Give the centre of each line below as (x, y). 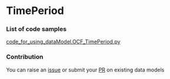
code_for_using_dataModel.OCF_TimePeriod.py (63, 42)
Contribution (25, 57)
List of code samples (36, 29)
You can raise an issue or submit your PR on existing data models (85, 70)
